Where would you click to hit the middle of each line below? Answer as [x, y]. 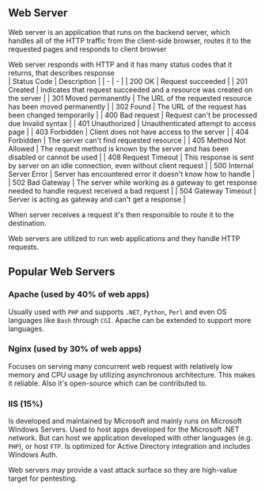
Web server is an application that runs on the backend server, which [119, 32]
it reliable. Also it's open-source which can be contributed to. [108, 383]
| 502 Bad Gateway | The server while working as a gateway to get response [133, 182]
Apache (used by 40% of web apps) [79, 294]
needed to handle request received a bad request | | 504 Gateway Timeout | [132, 190]
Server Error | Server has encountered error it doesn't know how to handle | [132, 174]
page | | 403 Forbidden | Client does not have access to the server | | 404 [129, 132]
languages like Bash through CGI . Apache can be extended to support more [130, 320]
